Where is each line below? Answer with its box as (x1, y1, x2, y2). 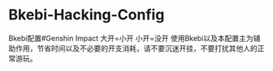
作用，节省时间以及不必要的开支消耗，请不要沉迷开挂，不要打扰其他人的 (15, 43, 258, 53)
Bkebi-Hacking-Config (8, 6, 165, 24)
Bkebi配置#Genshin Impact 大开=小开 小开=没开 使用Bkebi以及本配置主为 (8, 33, 253, 43)
